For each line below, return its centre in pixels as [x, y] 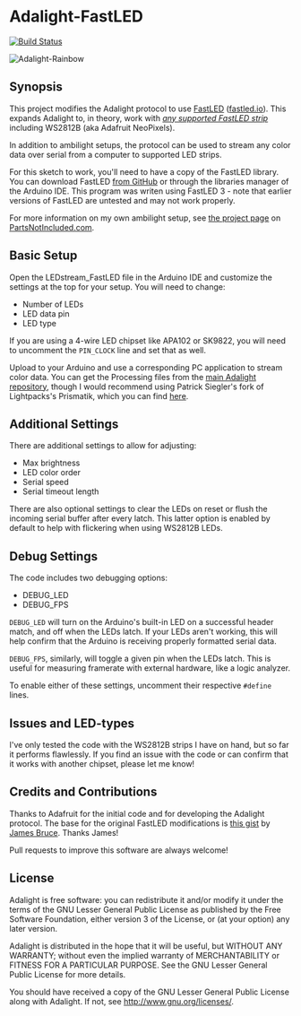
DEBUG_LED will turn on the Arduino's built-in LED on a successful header [142, 622]
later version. [34, 928]
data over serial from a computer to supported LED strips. [116, 154]
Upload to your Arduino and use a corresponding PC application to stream [146, 367]
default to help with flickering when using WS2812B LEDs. [116, 528]
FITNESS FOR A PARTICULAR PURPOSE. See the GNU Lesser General [138, 965]
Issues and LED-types [72, 723]
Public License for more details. [68, 974]
